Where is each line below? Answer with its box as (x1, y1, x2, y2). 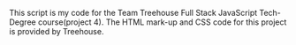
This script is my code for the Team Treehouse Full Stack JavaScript (9, 8, 258, 18)
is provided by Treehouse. (9, 26, 104, 36)
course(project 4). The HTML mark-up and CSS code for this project (38, 17, 287, 27)
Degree (9, 17, 37, 27)
